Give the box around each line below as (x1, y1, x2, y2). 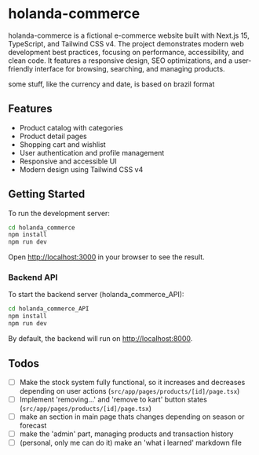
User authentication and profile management (19, 148, 165, 157)
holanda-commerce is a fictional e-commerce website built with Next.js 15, (8, 31, 250, 40)
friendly (8, 64, 34, 73)
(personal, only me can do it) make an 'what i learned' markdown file (19, 438, 242, 448)
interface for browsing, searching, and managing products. (35, 64, 225, 73)
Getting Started (8, 188, 86, 201)
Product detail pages (19, 131, 88, 141)
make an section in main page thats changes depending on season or (19, 412, 245, 421)
